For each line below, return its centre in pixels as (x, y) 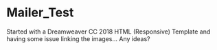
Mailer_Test (40, 13)
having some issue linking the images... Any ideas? (78, 38)
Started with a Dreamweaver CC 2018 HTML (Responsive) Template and (108, 32)
